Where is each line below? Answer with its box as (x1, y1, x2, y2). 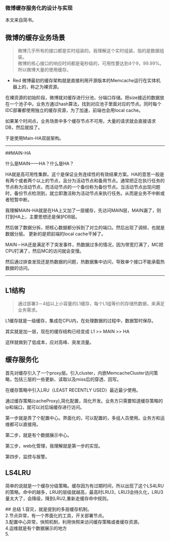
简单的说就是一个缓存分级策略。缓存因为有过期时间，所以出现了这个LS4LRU (5, 483, 164, 489)
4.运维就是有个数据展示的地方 (5, 525, 67, 531)
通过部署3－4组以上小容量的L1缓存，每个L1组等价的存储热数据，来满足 (17, 300, 165, 306)
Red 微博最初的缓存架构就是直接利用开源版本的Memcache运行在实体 (12, 78, 156, 84)
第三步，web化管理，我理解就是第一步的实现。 (5, 443, 103, 449)
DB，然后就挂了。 (5, 124, 43, 130)
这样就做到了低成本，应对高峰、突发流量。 (5, 339, 94, 345)
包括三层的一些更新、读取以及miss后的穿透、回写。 (14, 376, 121, 382)
